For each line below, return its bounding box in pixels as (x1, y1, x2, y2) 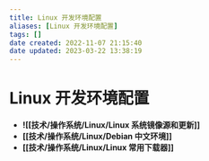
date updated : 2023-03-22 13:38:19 (9, 47, 143, 56)
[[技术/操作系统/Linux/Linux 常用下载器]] (22, 142, 175, 153)
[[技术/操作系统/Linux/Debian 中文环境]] (22, 131, 172, 142)
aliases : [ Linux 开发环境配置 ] (9, 22, 118, 31)
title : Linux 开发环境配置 (9, 13, 102, 22)
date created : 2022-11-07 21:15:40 (9, 38, 143, 48)
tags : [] (9, 30, 42, 39)
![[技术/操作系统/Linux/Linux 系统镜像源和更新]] (22, 120, 200, 130)
